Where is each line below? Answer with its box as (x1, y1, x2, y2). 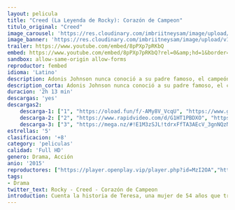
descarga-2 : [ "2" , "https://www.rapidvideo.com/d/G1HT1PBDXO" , (20, 114, 208, 121)
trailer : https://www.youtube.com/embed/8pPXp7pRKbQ (7, 43, 164, 50)
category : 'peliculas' (7, 141, 73, 148)
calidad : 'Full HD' (7, 147, 64, 154)
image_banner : (7, 36, 49, 43)
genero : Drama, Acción (7, 153, 73, 161)
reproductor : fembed (7, 62, 68, 69)
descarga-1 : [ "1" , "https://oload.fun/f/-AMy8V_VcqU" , (20, 108, 183, 115)
